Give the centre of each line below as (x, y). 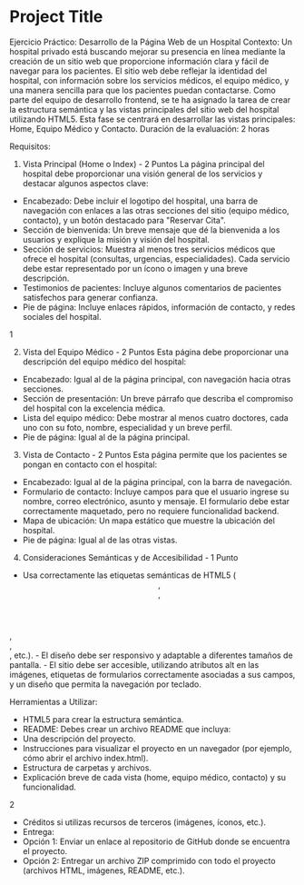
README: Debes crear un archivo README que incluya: (127, 729)
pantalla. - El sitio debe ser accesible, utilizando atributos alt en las (134, 664)
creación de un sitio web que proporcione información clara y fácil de (139, 61)
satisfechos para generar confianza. (90, 297)
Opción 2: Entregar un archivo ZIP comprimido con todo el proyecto (149, 860)
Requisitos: (30, 146)
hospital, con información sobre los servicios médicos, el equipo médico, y (149, 80)
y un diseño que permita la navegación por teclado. (106, 684)
